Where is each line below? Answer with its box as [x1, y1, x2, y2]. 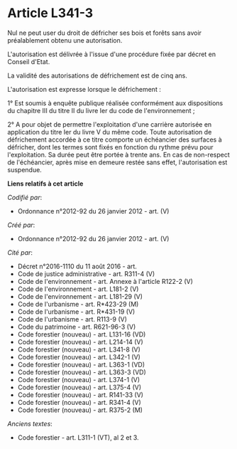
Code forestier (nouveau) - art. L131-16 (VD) [17, 329, 146, 339]
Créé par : [7, 221, 35, 229]
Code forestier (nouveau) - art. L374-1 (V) [17, 375, 140, 384]
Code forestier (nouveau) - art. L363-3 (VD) [17, 368, 147, 376]
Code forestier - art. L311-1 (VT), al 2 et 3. [17, 433, 140, 442]
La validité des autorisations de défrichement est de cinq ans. [7, 71, 188, 80]
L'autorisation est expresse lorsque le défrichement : [7, 85, 161, 93]
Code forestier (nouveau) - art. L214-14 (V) [17, 337, 143, 346]
